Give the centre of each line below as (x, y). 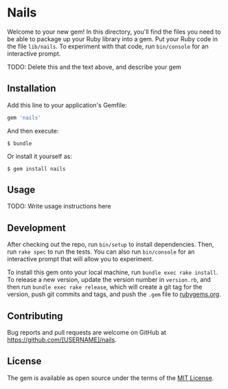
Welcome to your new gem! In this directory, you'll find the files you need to (114, 32)
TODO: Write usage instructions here (59, 206)
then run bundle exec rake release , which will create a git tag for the (105, 287)
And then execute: (33, 131)
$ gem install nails (37, 169)
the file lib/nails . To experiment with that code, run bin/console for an (108, 46)
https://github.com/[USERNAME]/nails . (62, 340)
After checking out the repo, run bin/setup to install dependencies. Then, (111, 245)
